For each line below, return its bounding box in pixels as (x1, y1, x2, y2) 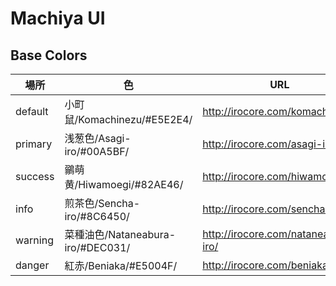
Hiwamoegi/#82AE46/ (78, 178, 184, 191)
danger (15, 258, 50, 272)
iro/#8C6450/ (64, 210, 130, 223)
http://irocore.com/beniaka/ (202, 258, 332, 272)
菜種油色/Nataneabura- (64, 228, 177, 241)
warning (15, 233, 54, 247)
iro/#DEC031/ (64, 241, 131, 254)
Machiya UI (10, 7, 106, 30)
